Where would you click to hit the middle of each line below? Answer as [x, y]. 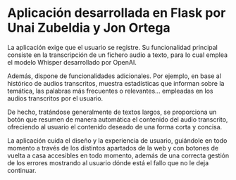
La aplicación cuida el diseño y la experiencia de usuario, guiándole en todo [117, 140]
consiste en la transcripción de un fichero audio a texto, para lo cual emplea [117, 55]
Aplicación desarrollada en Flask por [117, 13]
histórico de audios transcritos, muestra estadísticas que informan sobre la [116, 83]
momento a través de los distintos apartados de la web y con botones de [113, 148]
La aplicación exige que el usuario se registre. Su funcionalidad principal [113, 47]
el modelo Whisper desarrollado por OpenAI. [72, 62]
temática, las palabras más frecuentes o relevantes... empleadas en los [110, 91]
